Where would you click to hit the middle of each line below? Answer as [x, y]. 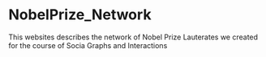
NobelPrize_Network [80, 15]
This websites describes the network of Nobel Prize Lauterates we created [133, 37]
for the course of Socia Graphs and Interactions [88, 45]
